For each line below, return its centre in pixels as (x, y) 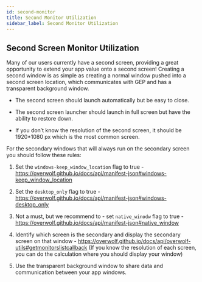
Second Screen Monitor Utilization (73, 48)
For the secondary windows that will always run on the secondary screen (98, 149)
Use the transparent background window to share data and (89, 266)
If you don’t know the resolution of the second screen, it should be (98, 130)
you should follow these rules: (44, 155)
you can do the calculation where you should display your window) (99, 254)
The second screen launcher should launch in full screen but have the (103, 112)
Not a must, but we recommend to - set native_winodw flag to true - (99, 216)
